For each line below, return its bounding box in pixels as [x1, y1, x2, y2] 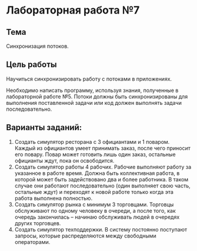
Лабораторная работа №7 [6, 4, 140, 17]
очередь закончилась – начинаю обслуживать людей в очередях [14, 213, 180, 220]
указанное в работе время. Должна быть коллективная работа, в [14, 169, 180, 177]
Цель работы [6, 60, 57, 70]
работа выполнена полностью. [14, 194, 93, 202]
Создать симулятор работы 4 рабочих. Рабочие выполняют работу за [14, 163, 192, 170]
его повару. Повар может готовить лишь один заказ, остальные [14, 151, 176, 158]
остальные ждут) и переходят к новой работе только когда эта [14, 188, 173, 195]
